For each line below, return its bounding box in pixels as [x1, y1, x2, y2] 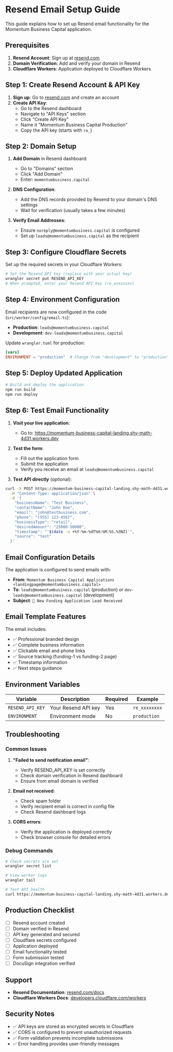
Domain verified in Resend [12, 925, 69, 932]
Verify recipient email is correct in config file [20, 803, 115, 810]
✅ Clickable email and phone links [12, 647, 85, 654]
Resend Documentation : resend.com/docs [12, 989, 105, 995]
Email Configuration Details [5, 553, 95, 562]
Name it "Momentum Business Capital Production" [20, 121, 128, 128]
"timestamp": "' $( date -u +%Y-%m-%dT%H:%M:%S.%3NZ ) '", [14, 529, 135, 534]
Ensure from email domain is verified [20, 778, 99, 784]
